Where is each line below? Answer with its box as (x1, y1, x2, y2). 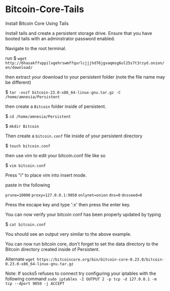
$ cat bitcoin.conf (5, 221, 46, 227)
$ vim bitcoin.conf (5, 162, 46, 168)
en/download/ (5, 65, 33, 70)
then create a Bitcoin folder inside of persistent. (5, 103, 107, 110)
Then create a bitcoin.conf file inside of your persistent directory (5, 133, 143, 139)
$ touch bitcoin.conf (5, 142, 51, 149)
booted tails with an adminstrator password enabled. (5, 35, 115, 42)
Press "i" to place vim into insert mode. (5, 172, 87, 178)
